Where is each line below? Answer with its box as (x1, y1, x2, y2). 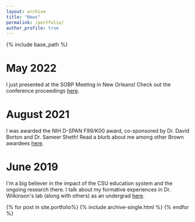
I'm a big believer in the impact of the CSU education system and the (6, 180, 173, 187)
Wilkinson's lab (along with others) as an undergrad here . (6, 192, 145, 200)
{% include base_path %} (6, 41, 68, 48)
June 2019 (6, 160, 59, 174)
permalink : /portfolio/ (6, 19, 65, 25)
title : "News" (6, 14, 41, 20)
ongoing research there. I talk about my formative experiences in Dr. (6, 186, 172, 193)
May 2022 (6, 62, 57, 75)
